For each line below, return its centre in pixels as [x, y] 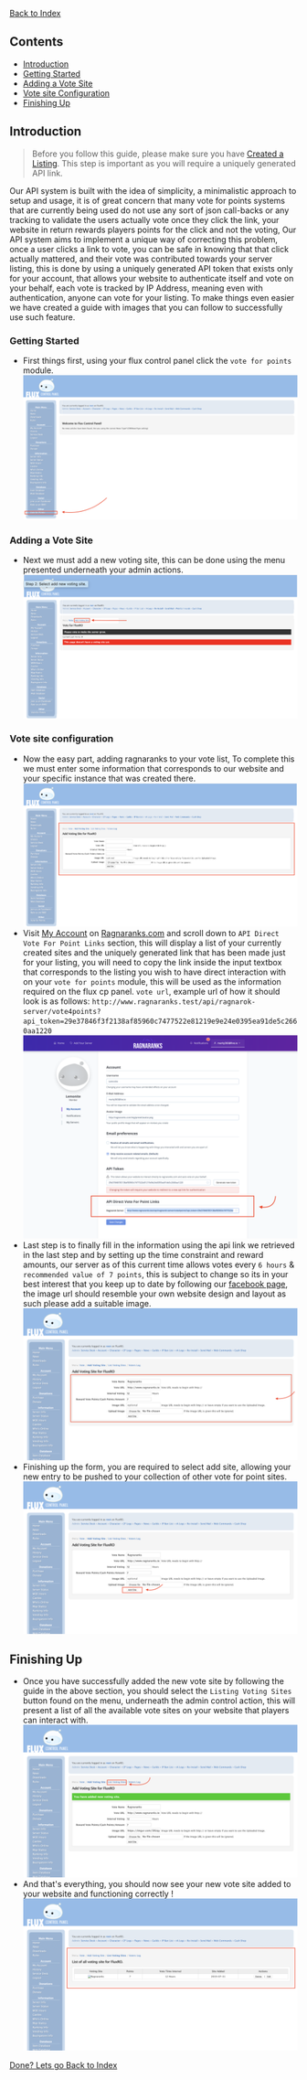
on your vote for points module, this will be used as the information [152, 982]
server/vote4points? [62, 1012]
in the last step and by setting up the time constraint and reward [143, 1254]
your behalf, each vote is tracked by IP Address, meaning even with [136, 288]
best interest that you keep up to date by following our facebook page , [155, 1284]
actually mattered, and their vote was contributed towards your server [141, 259]
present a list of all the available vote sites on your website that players [156, 1711]
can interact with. [55, 1720]
